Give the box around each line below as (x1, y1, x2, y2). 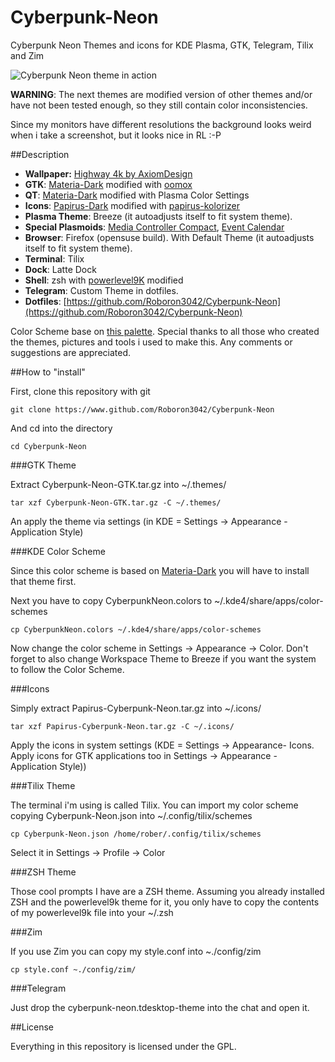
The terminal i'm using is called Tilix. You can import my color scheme (10, 799, 299, 811)
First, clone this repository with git (10, 385, 151, 397)
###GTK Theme (10, 459, 77, 471)
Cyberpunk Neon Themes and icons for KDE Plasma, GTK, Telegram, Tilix (10, 39, 314, 51)
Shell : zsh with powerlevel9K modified (24, 274, 184, 286)
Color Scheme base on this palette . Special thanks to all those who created (10, 325, 320, 337)
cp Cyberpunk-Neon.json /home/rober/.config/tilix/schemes (10, 829, 262, 839)
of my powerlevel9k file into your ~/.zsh (10, 906, 174, 918)
